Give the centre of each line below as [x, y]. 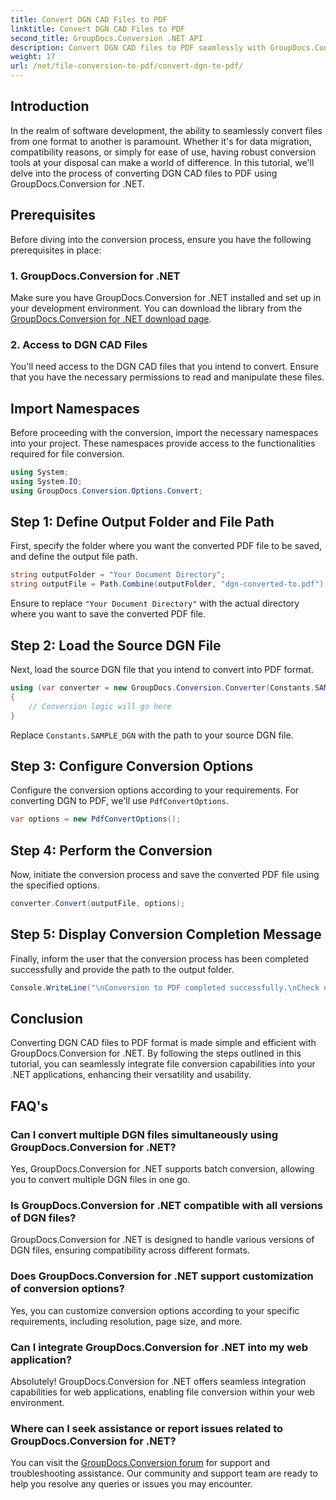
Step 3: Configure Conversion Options [132, 766]
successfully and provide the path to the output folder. [122, 969]
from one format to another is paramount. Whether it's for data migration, [161, 141]
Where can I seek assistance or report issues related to [147, 1428]
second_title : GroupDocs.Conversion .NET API [106, 38]
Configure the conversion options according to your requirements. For [155, 790]
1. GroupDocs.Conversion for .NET [95, 276]
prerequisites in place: [56, 250]
